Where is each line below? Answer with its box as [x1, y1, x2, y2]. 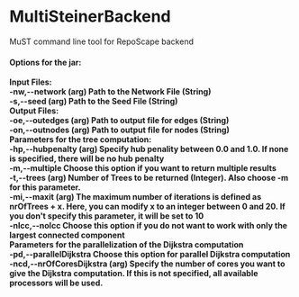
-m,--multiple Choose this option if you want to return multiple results [9, 163, 277, 174]
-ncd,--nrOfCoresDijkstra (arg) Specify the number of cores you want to [9, 258, 285, 269]
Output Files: [9, 105, 59, 116]
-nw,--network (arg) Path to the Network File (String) [9, 86, 212, 97]
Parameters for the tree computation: [9, 134, 152, 145]
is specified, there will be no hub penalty [9, 153, 165, 164]
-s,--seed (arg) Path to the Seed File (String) [9, 96, 178, 107]
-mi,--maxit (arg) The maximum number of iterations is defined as [9, 192, 262, 202]
